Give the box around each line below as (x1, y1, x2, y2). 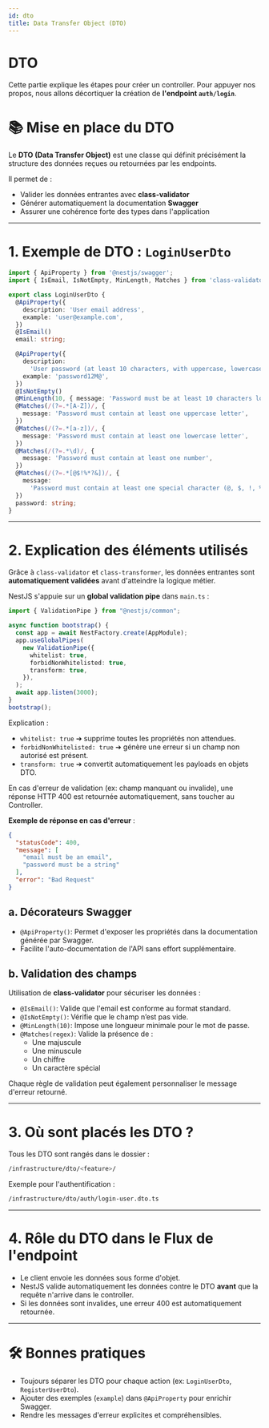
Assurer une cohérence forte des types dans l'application (19, 207, 211, 216)
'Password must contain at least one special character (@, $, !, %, (29, 484, 267, 492)
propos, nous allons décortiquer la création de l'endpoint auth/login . (8, 89, 237, 99)
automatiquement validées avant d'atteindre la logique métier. (8, 576, 216, 586)
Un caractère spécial (31, 1063, 101, 1073)
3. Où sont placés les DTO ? (8, 1123, 194, 1141)
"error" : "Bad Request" (15, 876, 94, 884)
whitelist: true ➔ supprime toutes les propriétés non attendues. (19, 733, 236, 743)
